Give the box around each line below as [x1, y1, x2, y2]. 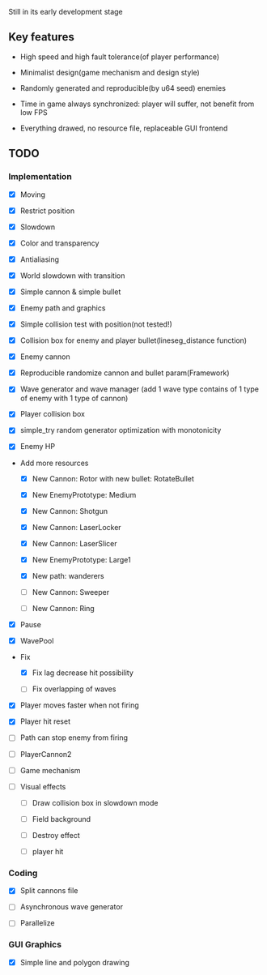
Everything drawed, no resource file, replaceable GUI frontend [19, 123, 228, 133]
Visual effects [19, 781, 66, 791]
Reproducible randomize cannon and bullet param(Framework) [19, 368, 230, 378]
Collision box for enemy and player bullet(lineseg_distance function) [19, 336, 248, 345]
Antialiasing [19, 254, 59, 264]
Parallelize [19, 918, 55, 928]
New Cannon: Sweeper [32, 587, 110, 597]
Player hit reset [19, 716, 71, 726]
